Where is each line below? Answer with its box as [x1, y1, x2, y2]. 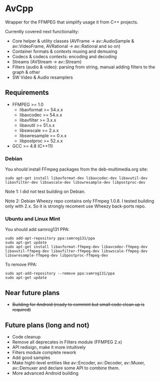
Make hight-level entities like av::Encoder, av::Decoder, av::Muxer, [12, 360, 145, 365]
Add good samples [12, 355, 50, 360]
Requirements [5, 88, 49, 97]
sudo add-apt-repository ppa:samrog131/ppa [5, 236, 95, 241]
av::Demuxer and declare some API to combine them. [12, 365, 120, 371]
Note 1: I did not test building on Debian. [5, 189, 86, 194]
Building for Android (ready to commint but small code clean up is [12, 301, 145, 308]
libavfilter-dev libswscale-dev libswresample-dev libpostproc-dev [5, 180, 146, 185]
